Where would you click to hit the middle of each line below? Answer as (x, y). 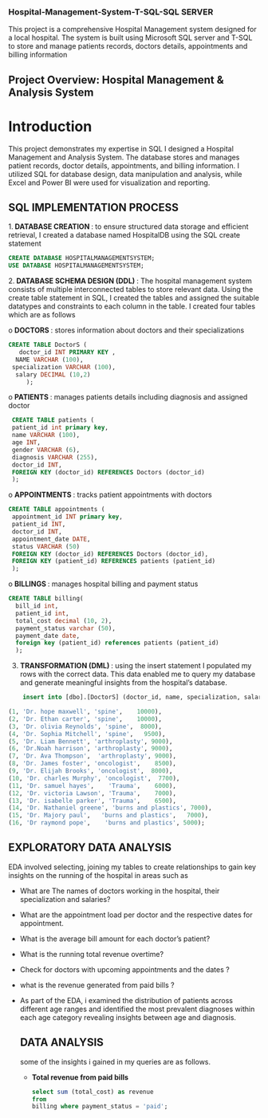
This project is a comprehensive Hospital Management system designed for (132, 30)
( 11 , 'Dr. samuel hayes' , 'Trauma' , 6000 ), (93, 785)
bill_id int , (37, 606)
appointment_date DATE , (51, 539)
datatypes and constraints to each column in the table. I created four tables (132, 306)
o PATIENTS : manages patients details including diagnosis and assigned (128, 397)
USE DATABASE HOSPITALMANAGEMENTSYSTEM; (77, 266)
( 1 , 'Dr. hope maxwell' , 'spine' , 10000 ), (85, 712)
